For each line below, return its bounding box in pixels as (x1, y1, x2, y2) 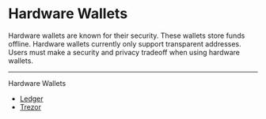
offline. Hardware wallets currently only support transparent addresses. (8, 39, 241, 48)
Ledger (19, 94, 44, 103)
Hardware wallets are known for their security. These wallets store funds (8, 31, 245, 40)
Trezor (19, 102, 42, 111)
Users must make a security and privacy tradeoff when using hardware (8, 47, 240, 57)
